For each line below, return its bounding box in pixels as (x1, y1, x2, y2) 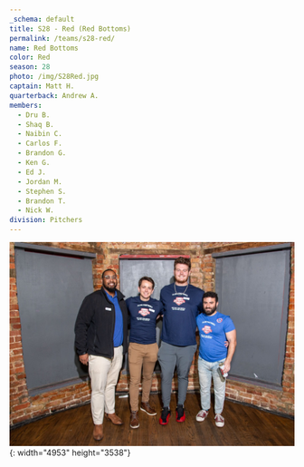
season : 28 (9, 63, 51, 72)
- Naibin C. (17, 130, 63, 139)
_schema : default (9, 15, 75, 24)
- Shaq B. (17, 120, 54, 129)
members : (9, 101, 43, 110)
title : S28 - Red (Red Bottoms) (9, 24, 131, 34)
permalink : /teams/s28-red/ (9, 34, 116, 43)
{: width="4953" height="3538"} (9, 447, 131, 458)
